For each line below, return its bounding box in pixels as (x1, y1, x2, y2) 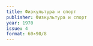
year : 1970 (6, 20, 34, 26)
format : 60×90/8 (6, 31, 47, 37)
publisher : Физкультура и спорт (6, 14, 87, 20)
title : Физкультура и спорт (6, 8, 77, 15)
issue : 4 (6, 25, 28, 32)
